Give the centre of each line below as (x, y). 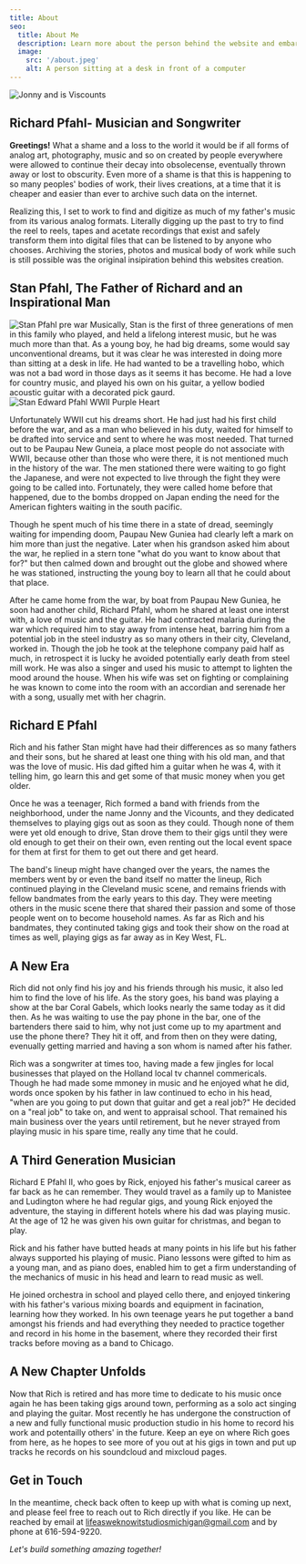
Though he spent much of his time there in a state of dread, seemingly (142, 524)
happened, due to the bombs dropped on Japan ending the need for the (144, 496)
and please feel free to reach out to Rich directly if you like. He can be (140, 1512)
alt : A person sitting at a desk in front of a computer (136, 69)
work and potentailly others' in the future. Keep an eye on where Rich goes (150, 1432)
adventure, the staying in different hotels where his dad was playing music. (150, 1211)
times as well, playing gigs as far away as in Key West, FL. (118, 937)
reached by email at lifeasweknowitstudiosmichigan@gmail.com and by (143, 1521)
